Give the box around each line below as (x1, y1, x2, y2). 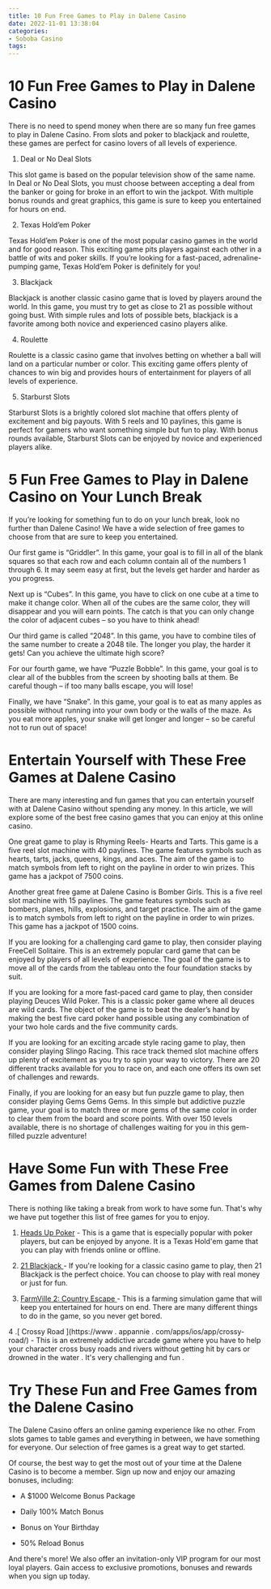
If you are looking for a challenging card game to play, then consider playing (8, 937, 262, 946)
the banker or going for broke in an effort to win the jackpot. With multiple (8, 187, 254, 197)
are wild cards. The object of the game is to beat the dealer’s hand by (8, 1004, 240, 1014)
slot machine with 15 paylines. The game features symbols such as (8, 895, 231, 905)
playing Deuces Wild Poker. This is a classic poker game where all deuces (8, 996, 255, 1006)
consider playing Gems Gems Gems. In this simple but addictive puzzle (8, 1096, 245, 1106)
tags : (8, 42, 27, 50)
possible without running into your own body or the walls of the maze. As (8, 705, 252, 715)
